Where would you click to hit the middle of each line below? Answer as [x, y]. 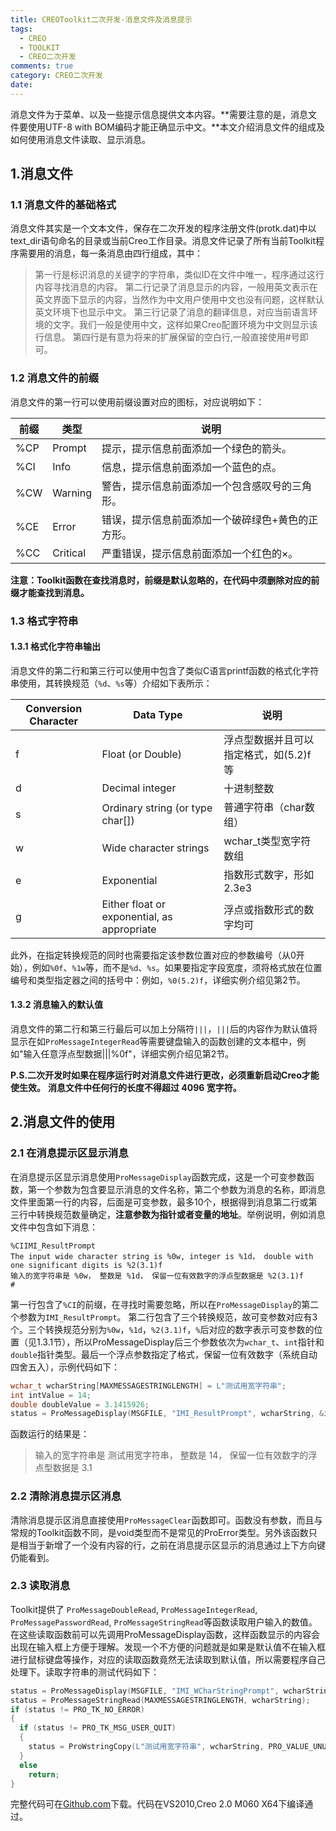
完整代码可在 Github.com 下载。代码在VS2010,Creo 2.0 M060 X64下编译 [157, 1804]
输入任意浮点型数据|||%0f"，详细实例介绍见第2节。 [129, 1054]
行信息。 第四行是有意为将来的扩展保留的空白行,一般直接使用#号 [167, 337]
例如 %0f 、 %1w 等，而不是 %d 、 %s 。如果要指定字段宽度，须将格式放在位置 [177, 967]
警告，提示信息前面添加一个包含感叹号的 [196, 486]
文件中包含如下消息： [54, 1227]
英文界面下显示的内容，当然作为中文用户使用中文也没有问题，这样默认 [179, 300]
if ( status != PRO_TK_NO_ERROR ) [77, 1709]
